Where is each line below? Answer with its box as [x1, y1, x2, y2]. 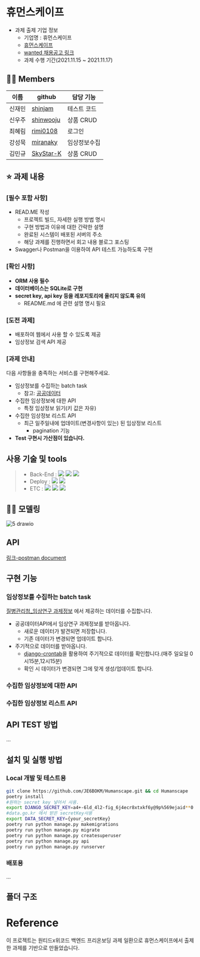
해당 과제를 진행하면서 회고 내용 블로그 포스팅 [23, 238, 130, 246]
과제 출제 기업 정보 [14, 26, 59, 34]
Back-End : [29, 471, 57, 478]
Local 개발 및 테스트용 [6, 774, 66, 782]
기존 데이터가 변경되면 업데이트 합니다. [23, 635, 113, 643]
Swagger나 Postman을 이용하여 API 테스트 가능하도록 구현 [14, 246, 153, 253]
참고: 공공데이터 [23, 390, 61, 397]
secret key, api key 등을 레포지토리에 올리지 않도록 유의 [14, 292, 146, 299]
